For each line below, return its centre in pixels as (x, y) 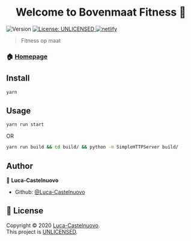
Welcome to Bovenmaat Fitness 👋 (101, 12)
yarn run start (25, 125)
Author (20, 166)
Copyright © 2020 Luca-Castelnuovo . (53, 225)
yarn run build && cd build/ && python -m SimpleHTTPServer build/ (92, 147)
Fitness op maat (41, 40)
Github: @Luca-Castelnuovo (50, 192)
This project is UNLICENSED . (42, 231)
